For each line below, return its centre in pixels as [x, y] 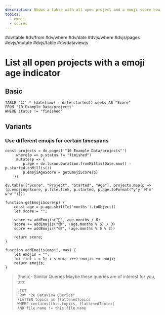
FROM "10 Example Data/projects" [40, 107]
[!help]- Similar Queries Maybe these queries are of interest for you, [86, 276]
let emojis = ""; [32, 254]
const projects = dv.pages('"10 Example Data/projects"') [66, 151]
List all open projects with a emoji [75, 63]
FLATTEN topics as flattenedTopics [54, 299]
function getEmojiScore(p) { [35, 202]
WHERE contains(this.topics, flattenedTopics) [66, 304]
